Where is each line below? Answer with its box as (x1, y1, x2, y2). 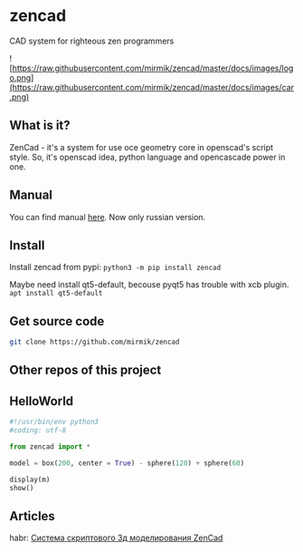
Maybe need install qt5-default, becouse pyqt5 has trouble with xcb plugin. (9, 279, 289, 290)
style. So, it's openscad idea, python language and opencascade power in (9, 151, 286, 162)
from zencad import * (9, 442, 91, 451)
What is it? (9, 118, 71, 133)
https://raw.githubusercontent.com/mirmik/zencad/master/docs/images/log (12, 63, 294, 73)
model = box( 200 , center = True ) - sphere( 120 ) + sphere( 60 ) (9, 459, 245, 468)
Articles (9, 508, 56, 524)
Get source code (9, 314, 105, 329)
